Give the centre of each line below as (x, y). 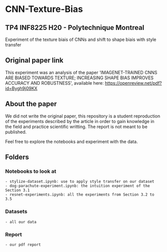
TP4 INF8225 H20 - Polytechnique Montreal (75, 28)
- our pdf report (23, 245)
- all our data (21, 222)
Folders (17, 157)
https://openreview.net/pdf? (133, 83)
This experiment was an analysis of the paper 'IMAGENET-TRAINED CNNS (81, 72)
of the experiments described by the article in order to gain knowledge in (80, 121)
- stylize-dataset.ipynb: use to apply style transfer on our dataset (80, 182)
